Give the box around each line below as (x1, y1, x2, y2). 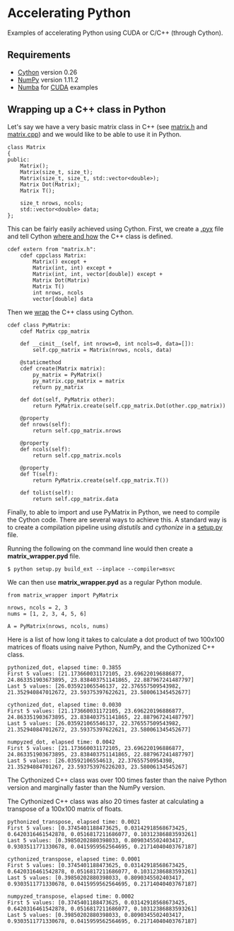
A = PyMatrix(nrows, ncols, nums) (7, 622, 110, 629)
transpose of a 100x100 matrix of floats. (7, 804, 123, 813)
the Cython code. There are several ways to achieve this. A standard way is (7, 515, 228, 524)
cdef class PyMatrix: (7, 321, 71, 329)
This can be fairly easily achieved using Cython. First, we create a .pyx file (7, 224, 224, 233)
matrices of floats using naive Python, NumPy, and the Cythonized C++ (7, 642, 216, 651)
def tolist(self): (20, 489, 74, 496)
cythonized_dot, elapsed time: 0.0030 (7, 701, 122, 708)
